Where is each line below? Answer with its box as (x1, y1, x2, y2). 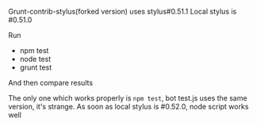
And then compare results (8, 78, 94, 87)
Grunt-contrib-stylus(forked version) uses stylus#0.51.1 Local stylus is (8, 7, 237, 16)
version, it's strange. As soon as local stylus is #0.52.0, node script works (8, 102, 249, 111)
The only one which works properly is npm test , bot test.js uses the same (8, 94, 247, 102)
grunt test (19, 63, 52, 72)
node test (19, 55, 52, 63)
